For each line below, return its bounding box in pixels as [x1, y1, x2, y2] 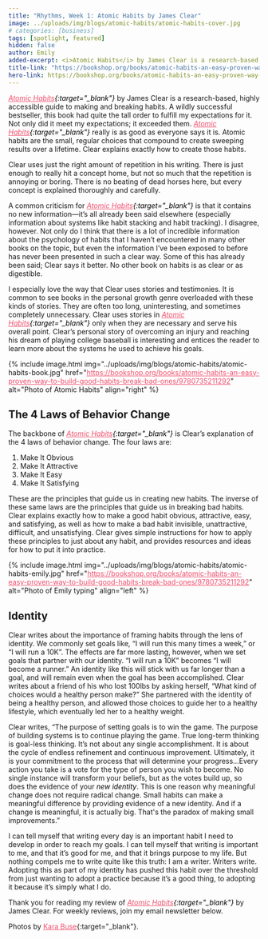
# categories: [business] [8, 26, 94, 34]
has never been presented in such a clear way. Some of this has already [8, 251, 246, 261]
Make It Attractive [19, 462, 78, 471]
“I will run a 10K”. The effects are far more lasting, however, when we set [8, 647, 246, 657]
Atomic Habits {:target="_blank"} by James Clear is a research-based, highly [8, 93, 260, 102]
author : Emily [8, 49, 56, 57]
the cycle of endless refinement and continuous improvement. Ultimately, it [8, 748, 255, 757]
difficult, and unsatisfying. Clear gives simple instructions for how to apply [8, 528, 253, 537]
